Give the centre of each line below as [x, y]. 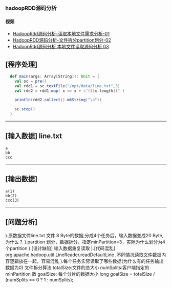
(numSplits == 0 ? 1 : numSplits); [39, 280]
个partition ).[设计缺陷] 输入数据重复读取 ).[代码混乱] [60, 248]
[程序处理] [21, 64]
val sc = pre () [31, 81]
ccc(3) [12, 200]
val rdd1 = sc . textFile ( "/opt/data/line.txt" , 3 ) [67, 86]
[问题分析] [21, 222]
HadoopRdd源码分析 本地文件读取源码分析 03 [61, 47]
